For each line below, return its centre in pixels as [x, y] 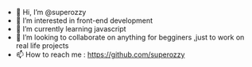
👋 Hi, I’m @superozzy [51, 12]
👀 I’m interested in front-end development [84, 20]
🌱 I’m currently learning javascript [71, 29]
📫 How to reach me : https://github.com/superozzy [100, 54]
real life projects [42, 46]
